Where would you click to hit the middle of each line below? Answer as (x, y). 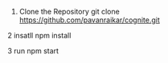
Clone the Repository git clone (69, 12)
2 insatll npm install (39, 35)
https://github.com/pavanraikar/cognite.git (89, 20)
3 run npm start (33, 51)
